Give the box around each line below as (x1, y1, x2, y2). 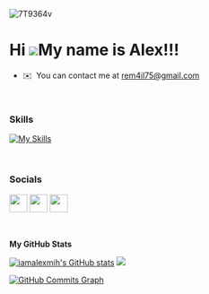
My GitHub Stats (9, 238, 73, 249)
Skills (9, 113, 34, 125)
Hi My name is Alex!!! (9, 40, 179, 60)
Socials (9, 173, 42, 186)
